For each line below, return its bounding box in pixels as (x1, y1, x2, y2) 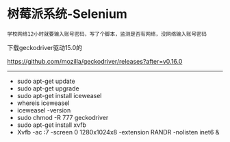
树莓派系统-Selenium (7, 6, 128, 22)
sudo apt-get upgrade (16, 84, 80, 93)
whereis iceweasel (16, 99, 70, 107)
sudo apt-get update (16, 77, 75, 85)
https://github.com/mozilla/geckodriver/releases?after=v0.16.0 (7, 57, 183, 65)
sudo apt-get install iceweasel (16, 91, 102, 99)
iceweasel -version (16, 106, 71, 114)
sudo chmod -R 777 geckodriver (16, 113, 109, 121)
